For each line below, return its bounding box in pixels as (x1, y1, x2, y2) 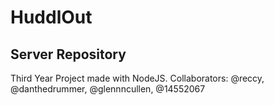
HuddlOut (10, 6, 93, 29)
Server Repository (10, 46, 127, 63)
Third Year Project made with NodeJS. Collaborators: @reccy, (10, 72, 265, 84)
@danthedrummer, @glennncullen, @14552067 (10, 83, 206, 95)
